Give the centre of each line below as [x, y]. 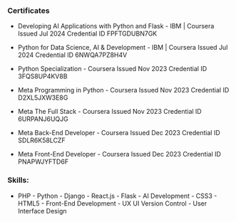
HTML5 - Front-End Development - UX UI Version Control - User [112, 203]
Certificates [29, 11]
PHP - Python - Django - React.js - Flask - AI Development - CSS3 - [117, 196]
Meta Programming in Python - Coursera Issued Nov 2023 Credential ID [123, 90]
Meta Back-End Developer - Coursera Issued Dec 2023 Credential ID [119, 133]
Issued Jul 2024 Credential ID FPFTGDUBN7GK [87, 33]
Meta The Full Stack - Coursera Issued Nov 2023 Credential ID [109, 112]
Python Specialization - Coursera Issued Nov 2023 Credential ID [112, 69]
